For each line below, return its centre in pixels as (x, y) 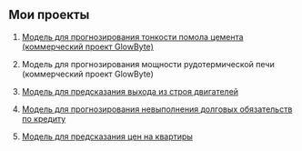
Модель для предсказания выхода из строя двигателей (130, 91)
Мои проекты (49, 15)
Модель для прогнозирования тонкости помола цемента (132, 36)
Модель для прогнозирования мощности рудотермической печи (148, 64)
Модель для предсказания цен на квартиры (107, 136)
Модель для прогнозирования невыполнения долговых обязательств (157, 109)
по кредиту (44, 118)
